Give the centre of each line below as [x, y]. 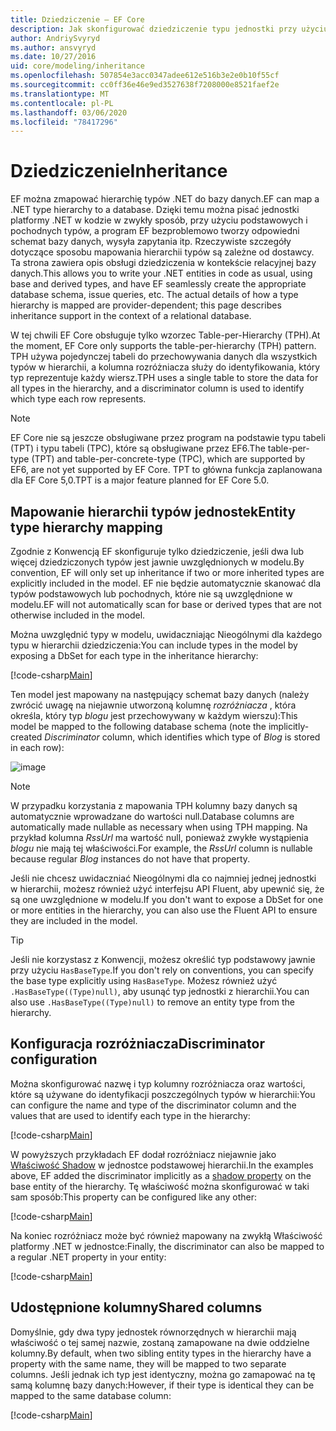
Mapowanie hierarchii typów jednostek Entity [153, 511]
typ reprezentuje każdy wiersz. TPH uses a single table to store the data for [164, 378]
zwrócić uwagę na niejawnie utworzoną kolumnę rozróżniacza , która [153, 705]
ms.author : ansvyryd [53, 47]
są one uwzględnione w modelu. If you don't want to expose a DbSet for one [167, 899]
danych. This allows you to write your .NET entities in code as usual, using [161, 273]
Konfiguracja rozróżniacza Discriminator [137, 1044]
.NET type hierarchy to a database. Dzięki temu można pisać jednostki [155, 210]
